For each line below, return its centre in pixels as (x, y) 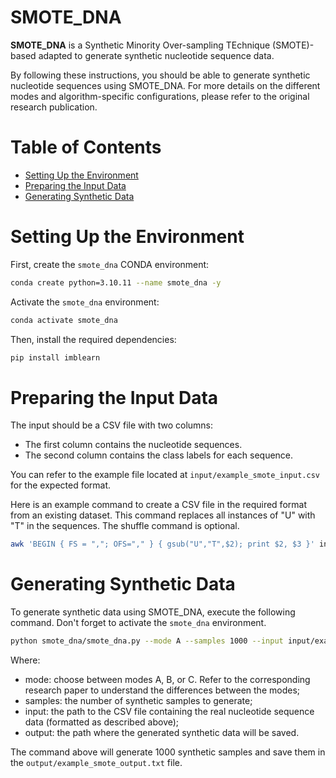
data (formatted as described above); (102, 722)
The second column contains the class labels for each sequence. (159, 455)
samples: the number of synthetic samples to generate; (138, 701)
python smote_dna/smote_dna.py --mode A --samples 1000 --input (147, 641)
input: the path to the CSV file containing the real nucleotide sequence (169, 712)
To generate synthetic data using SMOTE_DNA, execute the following (153, 612)
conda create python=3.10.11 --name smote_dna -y (116, 282)
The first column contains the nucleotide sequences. (133, 445)
